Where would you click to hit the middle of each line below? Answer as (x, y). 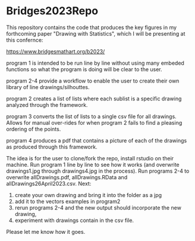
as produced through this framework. (52, 147)
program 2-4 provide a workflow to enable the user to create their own (93, 81)
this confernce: (25, 40)
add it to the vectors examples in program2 (67, 201)
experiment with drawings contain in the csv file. (74, 220)
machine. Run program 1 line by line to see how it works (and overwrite (93, 164)
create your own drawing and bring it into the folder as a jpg (88, 195)
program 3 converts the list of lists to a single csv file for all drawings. (91, 116)
